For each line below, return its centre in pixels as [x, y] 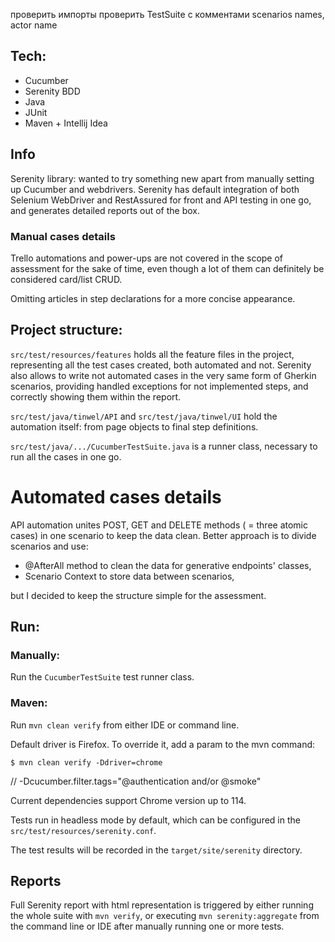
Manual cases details [63, 236]
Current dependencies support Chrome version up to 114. [128, 800]
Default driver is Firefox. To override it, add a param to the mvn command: [163, 744]
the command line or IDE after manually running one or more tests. [147, 926]
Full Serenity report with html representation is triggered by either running [162, 905]
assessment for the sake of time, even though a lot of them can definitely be [167, 268]
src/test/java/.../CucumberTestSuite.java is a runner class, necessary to [164, 446]
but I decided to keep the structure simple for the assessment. [138, 595]
